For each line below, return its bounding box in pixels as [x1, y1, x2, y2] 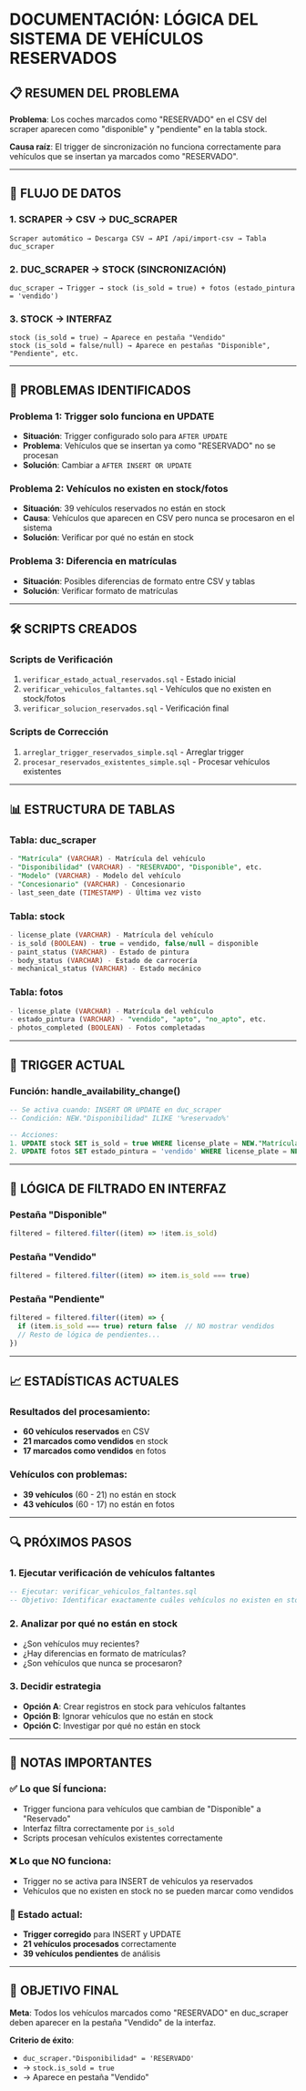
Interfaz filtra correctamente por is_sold [22, 1822, 175, 1833]
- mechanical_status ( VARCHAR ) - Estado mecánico [9, 964, 202, 974]
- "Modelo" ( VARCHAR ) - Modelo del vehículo [9, 871, 181, 880]
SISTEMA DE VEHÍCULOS [9, 28, 204, 49]
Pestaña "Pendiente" [9, 1292, 105, 1305]
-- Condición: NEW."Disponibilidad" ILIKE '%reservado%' [9, 1113, 230, 1122]
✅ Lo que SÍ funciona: [9, 1782, 107, 1795]
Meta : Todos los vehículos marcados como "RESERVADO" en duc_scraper [9, 2007, 289, 2018]
